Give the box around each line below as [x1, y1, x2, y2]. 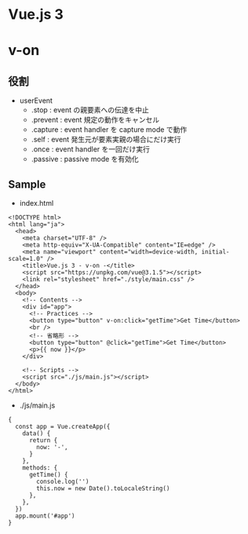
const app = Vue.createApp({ [15, 422, 111, 430]
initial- [201, 248, 230, 256]
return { [28, 437, 58, 444]
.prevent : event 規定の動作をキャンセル [31, 115, 160, 125]
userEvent [19, 96, 53, 105]
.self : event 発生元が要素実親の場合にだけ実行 [31, 135, 182, 144]
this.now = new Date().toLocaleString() [36, 485, 170, 492]
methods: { [22, 464, 58, 472]
